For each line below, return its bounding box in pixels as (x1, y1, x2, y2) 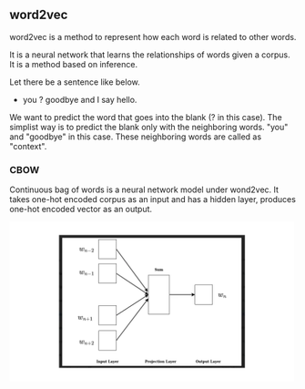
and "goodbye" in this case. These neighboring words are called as (9, 131, 262, 142)
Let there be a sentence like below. (9, 77, 140, 87)
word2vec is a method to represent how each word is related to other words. (9, 31, 297, 42)
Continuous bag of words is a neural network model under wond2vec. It (9, 184, 280, 195)
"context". (9, 140, 47, 151)
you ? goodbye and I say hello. (22, 94, 137, 105)
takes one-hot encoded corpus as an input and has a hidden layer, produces (9, 194, 296, 205)
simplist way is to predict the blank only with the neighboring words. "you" (9, 121, 289, 132)
